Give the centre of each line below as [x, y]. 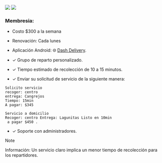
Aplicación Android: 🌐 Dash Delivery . [49, 50]
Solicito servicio [24, 88]
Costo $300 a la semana [37, 31]
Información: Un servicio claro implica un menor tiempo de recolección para [81, 150]
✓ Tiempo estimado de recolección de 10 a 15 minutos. [67, 70]
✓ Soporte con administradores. [44, 131]
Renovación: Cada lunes [36, 41]
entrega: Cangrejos [25, 97]
